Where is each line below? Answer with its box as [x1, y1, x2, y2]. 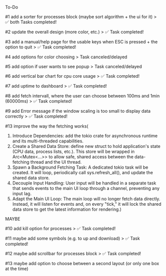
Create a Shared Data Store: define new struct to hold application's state [12, 143, 161, 149]
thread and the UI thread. [30, 159, 82, 165]
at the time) [5, 266, 29, 272]
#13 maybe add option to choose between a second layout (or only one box [5, 261, 160, 266]
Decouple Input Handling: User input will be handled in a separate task [12, 180, 157, 186]
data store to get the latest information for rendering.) [12, 206, 122, 212]
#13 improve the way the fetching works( [5, 123, 89, 129]
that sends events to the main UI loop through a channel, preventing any [12, 185, 160, 191]
